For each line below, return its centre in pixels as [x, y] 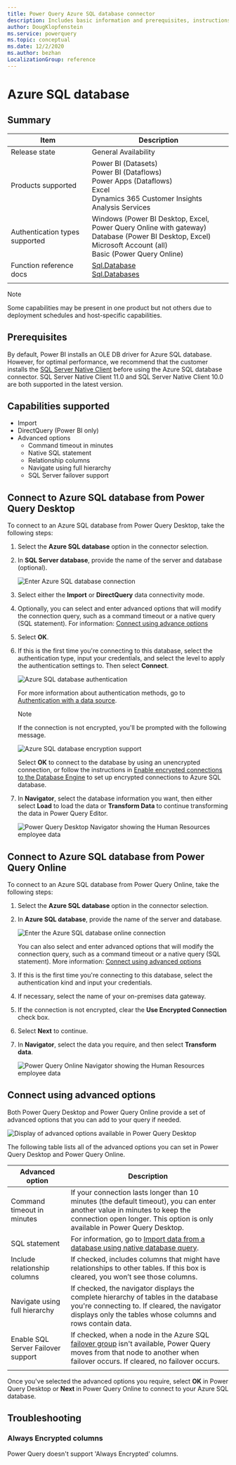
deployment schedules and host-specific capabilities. [85, 315]
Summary [29, 120]
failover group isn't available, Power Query [140, 1343]
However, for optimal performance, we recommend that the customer [108, 362]
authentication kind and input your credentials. [85, 983]
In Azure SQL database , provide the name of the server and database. [120, 919]
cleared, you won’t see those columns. [134, 1277]
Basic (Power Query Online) [138, 254]
